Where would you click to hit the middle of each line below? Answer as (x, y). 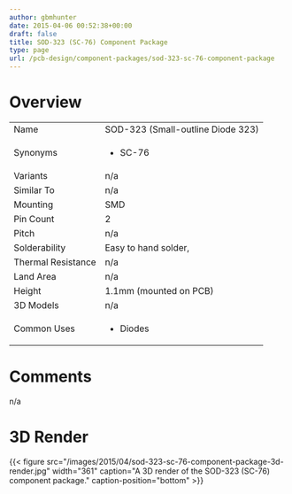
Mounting (34, 205)
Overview (46, 102)
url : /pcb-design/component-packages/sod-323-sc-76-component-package (142, 58)
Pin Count (34, 219)
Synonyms (35, 152)
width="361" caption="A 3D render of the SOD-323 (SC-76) (161, 471)
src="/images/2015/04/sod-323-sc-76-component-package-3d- (165, 461)
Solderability (40, 247)
